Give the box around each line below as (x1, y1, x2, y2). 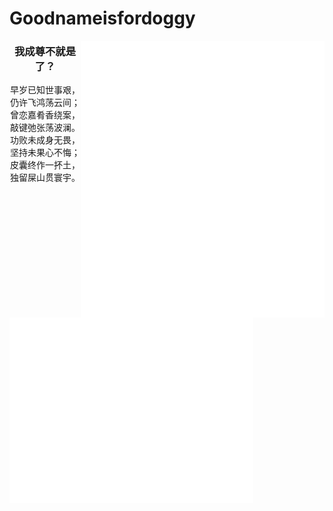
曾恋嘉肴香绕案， (10, 109, 81, 121)
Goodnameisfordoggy (9, 7, 196, 30)
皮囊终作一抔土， (10, 159, 81, 171)
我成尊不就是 (13, 45, 77, 59)
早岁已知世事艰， (10, 84, 81, 96)
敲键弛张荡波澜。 (10, 122, 81, 134)
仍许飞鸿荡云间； (10, 97, 81, 109)
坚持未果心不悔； (10, 147, 81, 159)
